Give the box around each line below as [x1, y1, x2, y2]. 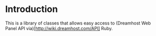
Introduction [5, 3, 58, 15]
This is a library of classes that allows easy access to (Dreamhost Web [5, 20, 151, 26]
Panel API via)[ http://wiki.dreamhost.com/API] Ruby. [5, 25, 113, 31]
